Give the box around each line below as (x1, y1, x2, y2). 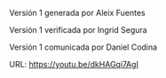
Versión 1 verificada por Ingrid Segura (9, 25, 148, 35)
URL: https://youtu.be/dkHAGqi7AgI (9, 59, 139, 69)
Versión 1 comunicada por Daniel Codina (9, 42, 158, 52)
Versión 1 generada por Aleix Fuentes (9, 8, 146, 18)
